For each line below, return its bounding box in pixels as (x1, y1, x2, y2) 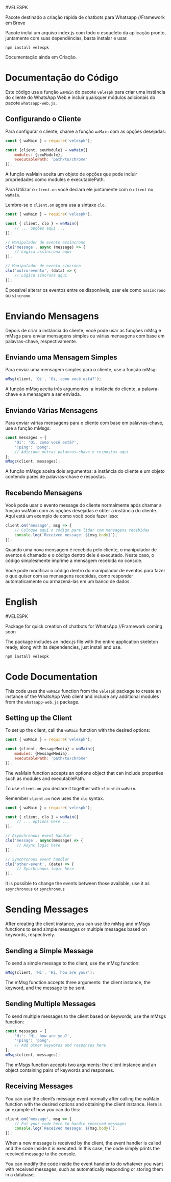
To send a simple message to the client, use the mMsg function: (5, 960, 140, 966)
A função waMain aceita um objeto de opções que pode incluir (5, 171, 137, 177)
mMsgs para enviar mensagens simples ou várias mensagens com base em (5, 333, 165, 339)
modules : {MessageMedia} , (14, 751, 70, 756)
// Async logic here (16, 843, 60, 848)
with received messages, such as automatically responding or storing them (5, 1166, 163, 1172)
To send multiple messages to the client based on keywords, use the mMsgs (5, 1013, 166, 1019)
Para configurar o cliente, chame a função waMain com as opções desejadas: (5, 128, 166, 134)
